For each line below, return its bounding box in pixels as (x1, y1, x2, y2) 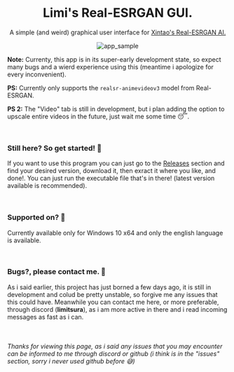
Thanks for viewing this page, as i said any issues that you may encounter (7, 342, 223, 351)
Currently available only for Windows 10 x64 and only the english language (7, 228, 223, 237)
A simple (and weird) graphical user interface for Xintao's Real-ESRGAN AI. (9, 28, 226, 36)
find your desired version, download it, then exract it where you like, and (7, 167, 216, 175)
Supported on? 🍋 (7, 212, 66, 222)
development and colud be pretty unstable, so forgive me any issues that (7, 290, 219, 298)
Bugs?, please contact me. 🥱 (7, 267, 106, 277)
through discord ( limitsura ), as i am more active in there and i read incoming (7, 305, 228, 313)
